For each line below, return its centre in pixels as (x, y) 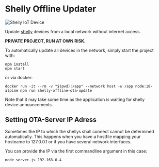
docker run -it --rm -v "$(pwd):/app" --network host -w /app (69, 86)
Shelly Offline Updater (51, 9)
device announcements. (29, 104)
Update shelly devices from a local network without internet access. (73, 31)
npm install (17, 64)
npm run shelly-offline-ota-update (56, 90)
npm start (15, 69)
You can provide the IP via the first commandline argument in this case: (76, 151)
